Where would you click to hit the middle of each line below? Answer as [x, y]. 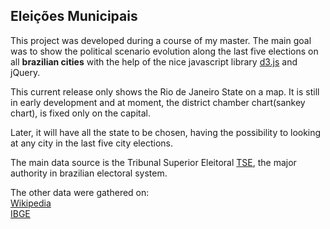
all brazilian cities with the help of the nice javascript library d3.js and [154, 61]
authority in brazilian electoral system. [89, 173]
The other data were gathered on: [80, 192]
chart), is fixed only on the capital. [80, 113]
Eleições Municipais [74, 16]
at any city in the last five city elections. [91, 143]
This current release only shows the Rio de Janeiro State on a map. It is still [165, 91]
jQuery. [25, 72]
